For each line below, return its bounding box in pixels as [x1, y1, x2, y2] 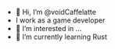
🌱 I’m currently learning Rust [15, 32, 108, 41]
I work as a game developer [15, 16, 106, 25]
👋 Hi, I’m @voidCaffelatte [15, 8, 96, 16]
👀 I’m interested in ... [15, 24, 82, 33]
